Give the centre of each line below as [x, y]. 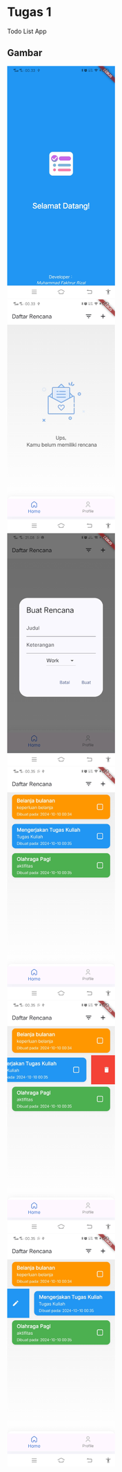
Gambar [25, 53]
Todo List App [27, 31]
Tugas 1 [29, 12]
